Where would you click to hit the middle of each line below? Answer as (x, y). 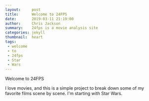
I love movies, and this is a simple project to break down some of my (75, 88)
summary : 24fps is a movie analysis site (52, 28)
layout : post (23, 10)
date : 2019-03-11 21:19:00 (39, 19)
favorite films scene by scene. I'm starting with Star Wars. (64, 94)
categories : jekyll (25, 33)
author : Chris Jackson (33, 23)
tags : (11, 42)
